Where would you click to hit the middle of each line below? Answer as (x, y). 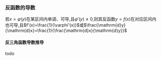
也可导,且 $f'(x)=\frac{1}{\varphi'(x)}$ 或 (45, 25)
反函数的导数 (20, 7)
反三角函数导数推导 (25, 42)
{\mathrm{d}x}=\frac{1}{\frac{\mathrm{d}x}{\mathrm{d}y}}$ (66, 30)
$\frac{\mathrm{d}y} (105, 25)
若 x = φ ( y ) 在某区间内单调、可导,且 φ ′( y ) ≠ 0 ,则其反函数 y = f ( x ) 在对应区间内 (81, 19)
